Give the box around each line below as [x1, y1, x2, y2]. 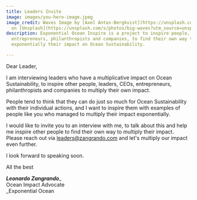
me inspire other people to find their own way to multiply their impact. [6, 128, 174, 135]
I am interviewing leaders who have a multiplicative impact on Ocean [6, 74, 172, 81]
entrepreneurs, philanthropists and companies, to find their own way [11, 36, 188, 42]
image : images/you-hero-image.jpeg [6, 14, 93, 20]
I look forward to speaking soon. [6, 152, 84, 159]
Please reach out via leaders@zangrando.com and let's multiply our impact [6, 134, 188, 141]
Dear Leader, [6, 62, 38, 69]
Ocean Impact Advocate [6, 181, 65, 188]
